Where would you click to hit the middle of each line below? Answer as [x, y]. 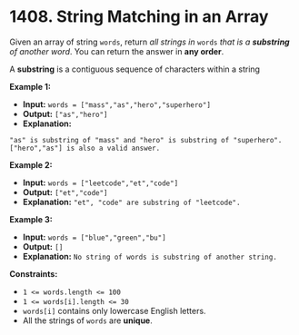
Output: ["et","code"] [65, 192]
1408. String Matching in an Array [139, 17]
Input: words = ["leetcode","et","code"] [100, 182]
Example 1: [30, 86]
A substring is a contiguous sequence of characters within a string [135, 69]
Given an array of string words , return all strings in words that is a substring [149, 42]
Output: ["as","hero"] [65, 113]
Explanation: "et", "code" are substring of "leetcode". [131, 202]
